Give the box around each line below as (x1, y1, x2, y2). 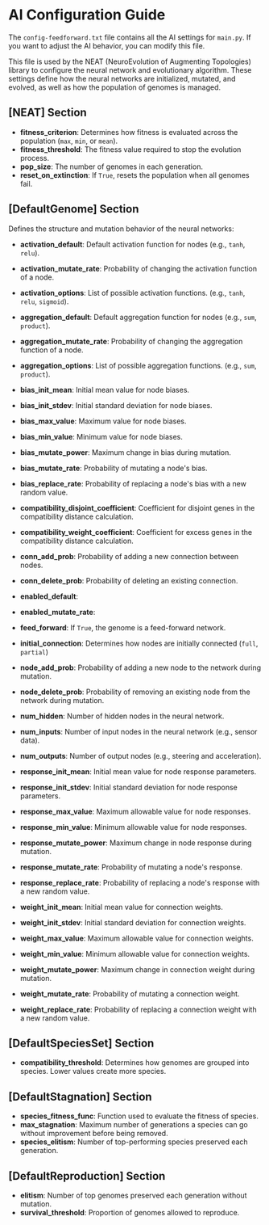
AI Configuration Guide (8, 6, 166, 24)
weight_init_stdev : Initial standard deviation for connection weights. (19, 917, 246, 927)
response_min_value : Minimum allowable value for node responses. (19, 822, 247, 831)
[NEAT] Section (8, 106, 87, 120)
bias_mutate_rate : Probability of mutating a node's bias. (19, 463, 208, 473)
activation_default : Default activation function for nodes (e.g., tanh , (19, 239, 246, 249)
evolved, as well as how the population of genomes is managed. (8, 82, 221, 92)
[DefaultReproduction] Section (8, 1169, 166, 1183)
